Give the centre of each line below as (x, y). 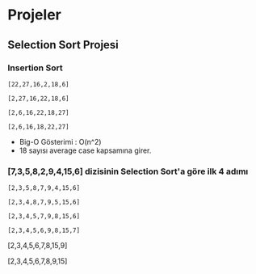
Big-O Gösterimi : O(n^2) (60, 141)
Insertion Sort (35, 68)
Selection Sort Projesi (63, 45)
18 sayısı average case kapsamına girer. (85, 150)
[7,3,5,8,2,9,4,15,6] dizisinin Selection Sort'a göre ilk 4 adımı (128, 171)
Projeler (34, 15)
